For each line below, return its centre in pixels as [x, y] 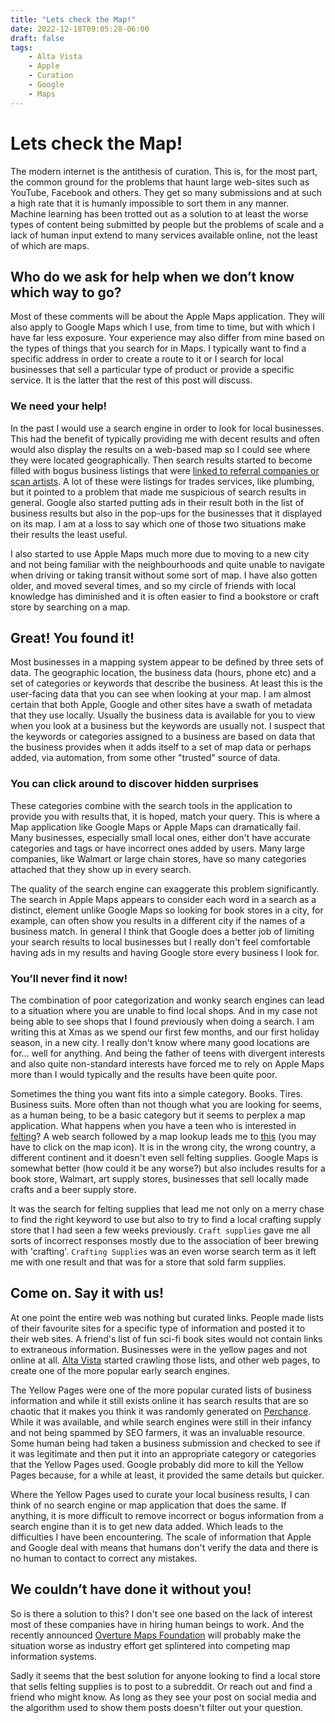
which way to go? [66, 292]
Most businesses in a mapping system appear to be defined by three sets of [167, 662]
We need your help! [59, 406]
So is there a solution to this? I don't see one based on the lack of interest [161, 1613]
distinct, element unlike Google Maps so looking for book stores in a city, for [167, 910]
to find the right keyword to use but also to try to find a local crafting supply [166, 1220]
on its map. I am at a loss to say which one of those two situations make [158, 523]
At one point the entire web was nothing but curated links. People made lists [167, 1317]
